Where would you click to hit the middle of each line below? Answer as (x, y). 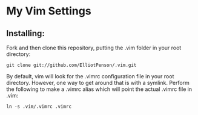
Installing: (26, 33)
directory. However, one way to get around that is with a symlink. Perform (98, 83)
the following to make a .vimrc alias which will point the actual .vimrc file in (99, 89)
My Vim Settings (49, 11)
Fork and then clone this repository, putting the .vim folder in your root (94, 48)
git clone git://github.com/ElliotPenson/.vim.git (71, 65)
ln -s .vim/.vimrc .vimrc (39, 107)
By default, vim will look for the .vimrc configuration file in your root (90, 76)
